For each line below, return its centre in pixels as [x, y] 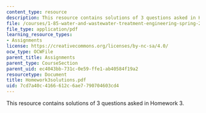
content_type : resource [37, 12]
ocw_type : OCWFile [30, 52]
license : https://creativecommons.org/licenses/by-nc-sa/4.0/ [87, 46]
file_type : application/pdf [42, 29]
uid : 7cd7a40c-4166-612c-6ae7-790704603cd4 [63, 86]
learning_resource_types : [39, 35]
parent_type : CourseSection [42, 63]
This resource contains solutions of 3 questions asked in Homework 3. [95, 103]
